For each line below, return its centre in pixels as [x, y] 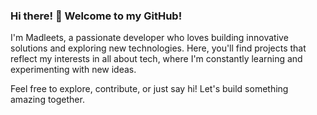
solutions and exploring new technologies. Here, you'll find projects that [158, 48]
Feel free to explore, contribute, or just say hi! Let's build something [149, 89]
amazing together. [47, 100]
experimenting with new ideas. [73, 70]
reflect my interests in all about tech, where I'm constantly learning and [156, 59]
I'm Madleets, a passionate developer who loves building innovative [149, 38]
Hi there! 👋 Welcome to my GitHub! [96, 16]
